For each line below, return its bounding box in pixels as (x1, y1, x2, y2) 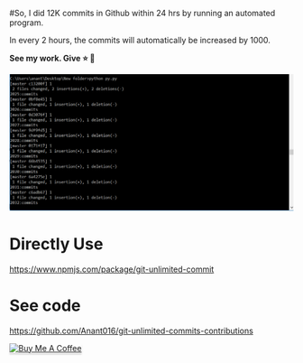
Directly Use (9, 234, 104, 254)
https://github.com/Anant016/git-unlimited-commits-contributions (9, 325, 254, 336)
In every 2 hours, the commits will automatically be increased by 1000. (9, 35, 271, 45)
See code (9, 295, 81, 315)
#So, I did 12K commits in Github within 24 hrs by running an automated (9, 8, 276, 18)
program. (9, 17, 44, 28)
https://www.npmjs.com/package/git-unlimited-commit (9, 264, 215, 275)
